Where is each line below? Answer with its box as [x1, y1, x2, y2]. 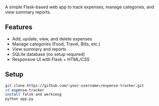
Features [5, 23, 32, 31]
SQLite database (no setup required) [12, 51, 85, 57]
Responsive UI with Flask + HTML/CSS [12, 56, 90, 62]
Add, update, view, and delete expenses [12, 36, 92, 41]
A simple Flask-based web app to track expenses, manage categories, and [5, 4, 154, 10]
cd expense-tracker [5, 88, 45, 93]
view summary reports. [5, 9, 51, 15]
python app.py [5, 96, 34, 102]
